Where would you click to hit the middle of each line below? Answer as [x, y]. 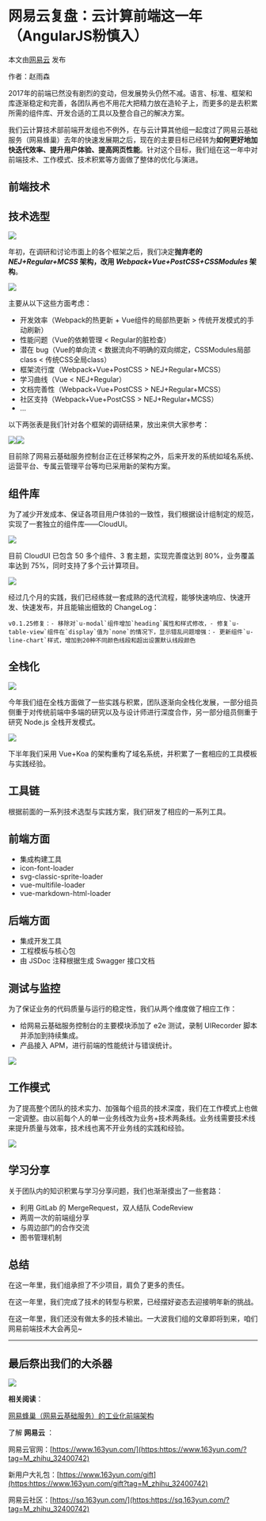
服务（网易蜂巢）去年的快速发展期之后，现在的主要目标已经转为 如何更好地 [129, 139]
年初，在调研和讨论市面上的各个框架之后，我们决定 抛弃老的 [105, 252]
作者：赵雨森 [29, 76]
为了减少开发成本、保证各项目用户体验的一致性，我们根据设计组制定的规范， [133, 514]
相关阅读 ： [26, 1399]
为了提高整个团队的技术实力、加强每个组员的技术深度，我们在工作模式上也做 [133, 1108]
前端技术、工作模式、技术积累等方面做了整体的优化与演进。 [105, 159]
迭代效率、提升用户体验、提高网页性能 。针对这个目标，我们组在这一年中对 [136, 149]
